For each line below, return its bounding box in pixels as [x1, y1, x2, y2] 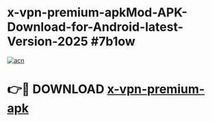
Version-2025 [7, 34, 89, 49]
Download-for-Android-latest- [7, 19, 183, 35]
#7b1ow [90, 34, 135, 49]
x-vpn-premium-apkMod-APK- [7, 5, 188, 20]
